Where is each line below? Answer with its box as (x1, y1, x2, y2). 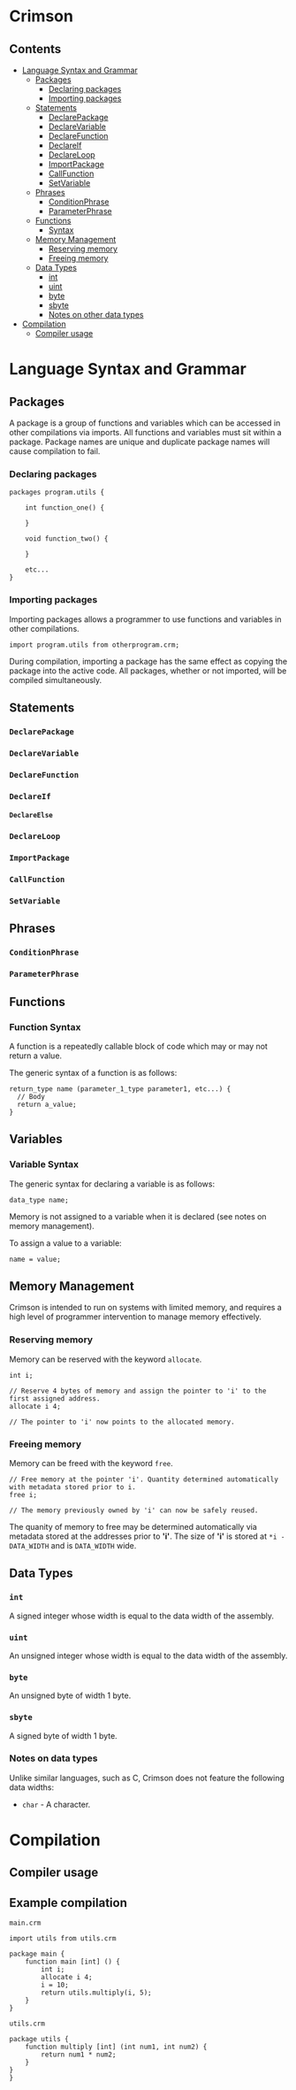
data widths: (9, 1781, 55, 1793)
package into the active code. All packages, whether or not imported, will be (9, 665, 287, 676)
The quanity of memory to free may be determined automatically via (9, 1521, 258, 1532)
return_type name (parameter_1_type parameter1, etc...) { (9, 1084, 231, 1094)
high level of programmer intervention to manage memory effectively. (9, 1311, 262, 1322)
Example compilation (9, 1895, 128, 1910)
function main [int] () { (25, 1957, 121, 1966)
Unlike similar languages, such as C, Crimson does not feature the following (9, 1772, 285, 1783)
